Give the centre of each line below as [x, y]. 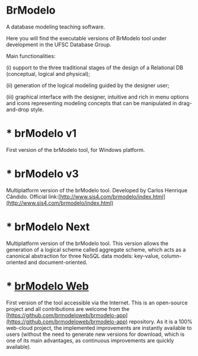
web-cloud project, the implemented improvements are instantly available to [99, 328]
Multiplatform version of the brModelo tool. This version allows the [87, 243]
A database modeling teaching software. [56, 27]
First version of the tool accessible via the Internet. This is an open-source [97, 303]
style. [37, 109]
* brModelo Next [48, 227]
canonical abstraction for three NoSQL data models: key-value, [83, 256]
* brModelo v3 [42, 174]
